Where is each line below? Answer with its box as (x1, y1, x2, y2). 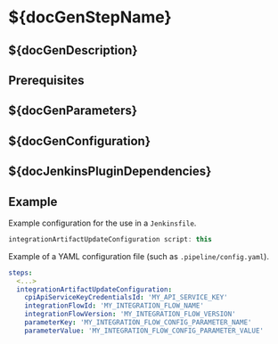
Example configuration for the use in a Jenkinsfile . (8, 217, 197, 228)
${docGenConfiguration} (8, 133, 151, 149)
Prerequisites (8, 72, 85, 87)
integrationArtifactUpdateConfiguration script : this (8, 234, 213, 243)
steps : (8, 268, 33, 277)
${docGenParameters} (8, 103, 138, 119)
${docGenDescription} (8, 43, 138, 58)
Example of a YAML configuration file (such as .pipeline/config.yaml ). (8, 250, 269, 261)
